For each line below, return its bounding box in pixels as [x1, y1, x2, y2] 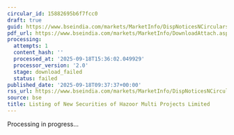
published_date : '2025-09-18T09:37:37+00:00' [7, 81, 141, 88]
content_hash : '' [13, 49, 64, 56]
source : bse [7, 95, 42, 102]
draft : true [7, 17, 42, 24]
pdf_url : [7, 29, 33, 37]
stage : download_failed [13, 68, 82, 75]
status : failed [13, 74, 58, 82]
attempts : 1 [13, 42, 49, 49]
